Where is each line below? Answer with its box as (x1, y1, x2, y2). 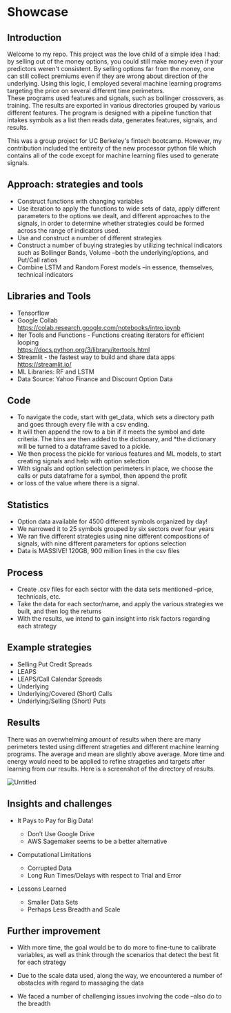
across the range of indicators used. (17, 226, 121, 235)
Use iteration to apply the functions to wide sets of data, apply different (17, 204, 221, 213)
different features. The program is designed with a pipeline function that (7, 108, 212, 117)
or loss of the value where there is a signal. (17, 479, 140, 488)
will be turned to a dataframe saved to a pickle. (17, 443, 151, 451)
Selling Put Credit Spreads (17, 660, 92, 668)
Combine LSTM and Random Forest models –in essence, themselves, (17, 263, 214, 271)
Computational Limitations (17, 850, 92, 858)
